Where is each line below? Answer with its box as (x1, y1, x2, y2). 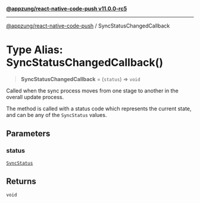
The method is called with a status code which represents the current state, (6, 104, 192, 112)
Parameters (6, 128, 51, 139)
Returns (6, 176, 37, 187)
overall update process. (6, 93, 64, 100)
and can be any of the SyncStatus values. (6, 111, 107, 118)
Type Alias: (6, 43, 64, 57)
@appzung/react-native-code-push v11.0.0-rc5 (6, 5, 127, 12)
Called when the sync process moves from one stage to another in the (6, 87, 179, 94)
